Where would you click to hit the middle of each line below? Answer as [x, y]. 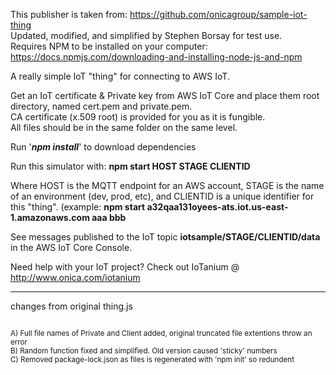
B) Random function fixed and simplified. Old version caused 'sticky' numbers [144, 351]
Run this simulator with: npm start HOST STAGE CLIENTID [130, 166]
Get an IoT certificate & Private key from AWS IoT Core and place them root [165, 95]
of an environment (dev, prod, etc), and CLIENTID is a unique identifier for [162, 196]
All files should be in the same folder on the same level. [124, 127]
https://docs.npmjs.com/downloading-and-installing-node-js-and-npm [156, 57]
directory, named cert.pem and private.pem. [101, 106]
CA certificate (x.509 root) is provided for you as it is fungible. [138, 117]
